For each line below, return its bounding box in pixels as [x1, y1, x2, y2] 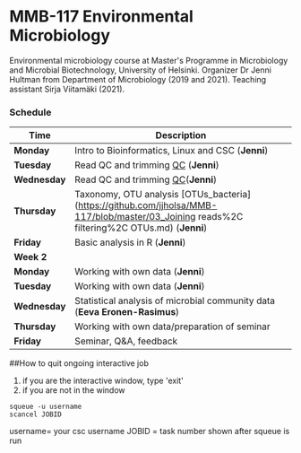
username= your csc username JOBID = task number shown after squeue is [9, 426, 290, 437]
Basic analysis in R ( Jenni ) [74, 236, 186, 248]
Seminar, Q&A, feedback [74, 335, 178, 347]
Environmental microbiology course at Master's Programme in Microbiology [9, 55, 288, 65]
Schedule [9, 106, 52, 118]
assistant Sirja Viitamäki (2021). [9, 83, 125, 94]
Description [155, 129, 207, 142]
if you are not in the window [21, 385, 125, 396]
